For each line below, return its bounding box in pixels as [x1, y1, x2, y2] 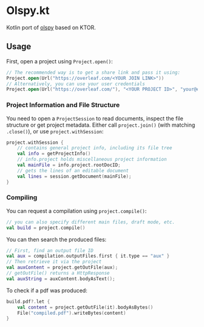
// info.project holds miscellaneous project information [17, 156, 167, 163]
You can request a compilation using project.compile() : [6, 207, 147, 214]
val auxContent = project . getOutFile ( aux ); [6, 264, 118, 271]
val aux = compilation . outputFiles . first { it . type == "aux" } [6, 253, 170, 259]
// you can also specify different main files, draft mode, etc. [6, 219, 175, 225]
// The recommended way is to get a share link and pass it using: [6, 69, 181, 76]
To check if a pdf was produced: [6, 287, 88, 294]
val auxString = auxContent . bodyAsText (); [6, 275, 115, 282]
